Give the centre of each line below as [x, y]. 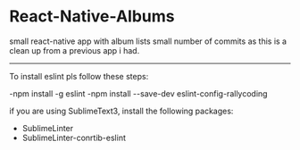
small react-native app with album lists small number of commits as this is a [148, 41]
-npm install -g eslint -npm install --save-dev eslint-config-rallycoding [138, 93]
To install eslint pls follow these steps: [79, 76]
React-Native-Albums [92, 17]
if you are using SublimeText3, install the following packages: [121, 111]
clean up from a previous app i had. [75, 50]
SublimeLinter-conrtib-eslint [74, 137]
